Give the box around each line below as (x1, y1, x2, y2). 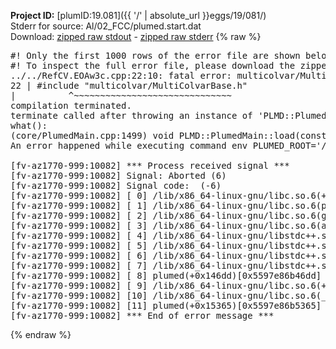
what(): (10, 120, 48, 131)
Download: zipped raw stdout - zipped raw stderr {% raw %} (10, 31, 262, 42)
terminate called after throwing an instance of (10, 110, 253, 121)
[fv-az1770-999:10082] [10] (10, 290, 148, 301)
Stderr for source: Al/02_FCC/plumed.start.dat (10, 20, 202, 32)
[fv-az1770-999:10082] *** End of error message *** (10, 310, 275, 321)
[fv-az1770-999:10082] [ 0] (10, 190, 148, 201)
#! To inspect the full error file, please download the (10, 60, 296, 71)
